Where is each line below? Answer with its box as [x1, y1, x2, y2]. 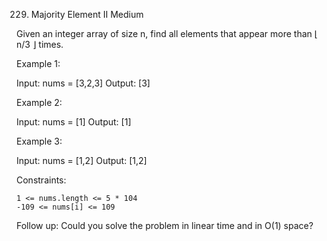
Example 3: [16, 135, 63, 147]
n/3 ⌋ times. [16, 39, 64, 50]
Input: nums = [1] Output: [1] [16, 116, 132, 128]
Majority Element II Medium [30, 9, 144, 20]
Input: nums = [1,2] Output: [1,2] [16, 155, 148, 166]
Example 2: [16, 97, 63, 108]
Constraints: [16, 174, 67, 186]
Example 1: [16, 58, 61, 69]
